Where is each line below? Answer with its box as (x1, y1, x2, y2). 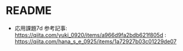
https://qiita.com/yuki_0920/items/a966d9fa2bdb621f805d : (14, 31, 166, 38)
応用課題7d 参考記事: (14, 24, 68, 32)
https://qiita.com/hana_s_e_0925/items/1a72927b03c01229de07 (14, 38, 177, 45)
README (6, 4, 52, 18)
